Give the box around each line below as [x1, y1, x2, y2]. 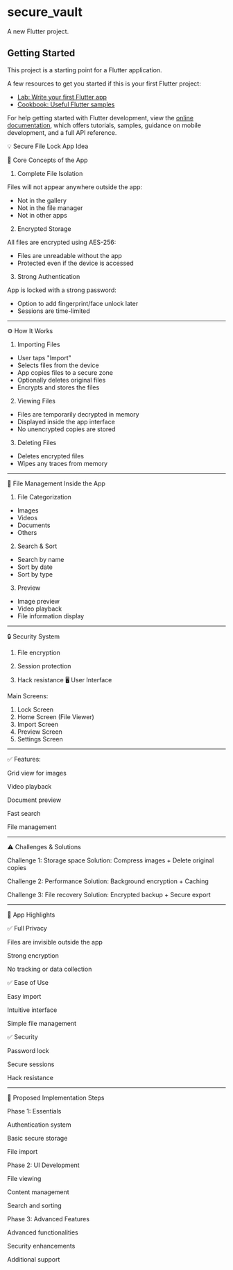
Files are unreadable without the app [17, 251, 123, 259]
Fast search [7, 809, 41, 817]
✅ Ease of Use [7, 978, 49, 986]
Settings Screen [17, 734, 64, 743]
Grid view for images [7, 769, 67, 777]
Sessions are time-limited [17, 307, 90, 315]
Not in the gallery [17, 196, 67, 204]
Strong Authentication [17, 272, 80, 280]
